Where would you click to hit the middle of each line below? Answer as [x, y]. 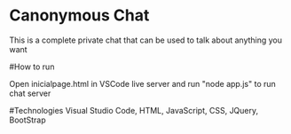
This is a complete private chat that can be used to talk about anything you [145, 40]
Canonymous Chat [79, 16]
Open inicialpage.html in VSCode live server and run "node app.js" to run [143, 83]
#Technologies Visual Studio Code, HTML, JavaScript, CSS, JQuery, [134, 110]
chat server [30, 93]
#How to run [32, 67]
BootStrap [28, 120]
